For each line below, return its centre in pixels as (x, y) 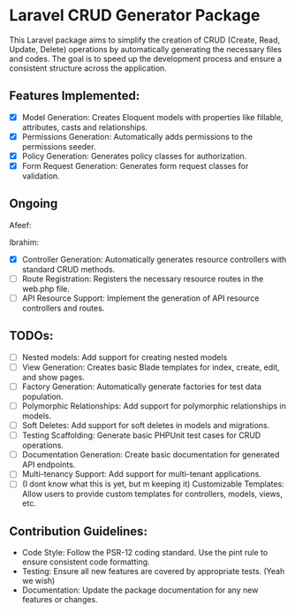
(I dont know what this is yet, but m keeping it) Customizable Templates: (153, 484)
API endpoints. (49, 464)
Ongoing (34, 204)
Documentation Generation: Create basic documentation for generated (151, 455)
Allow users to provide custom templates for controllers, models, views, (152, 494)
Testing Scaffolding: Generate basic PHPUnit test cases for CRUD (141, 435)
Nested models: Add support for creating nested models (125, 357)
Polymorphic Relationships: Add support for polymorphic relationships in (154, 406)
